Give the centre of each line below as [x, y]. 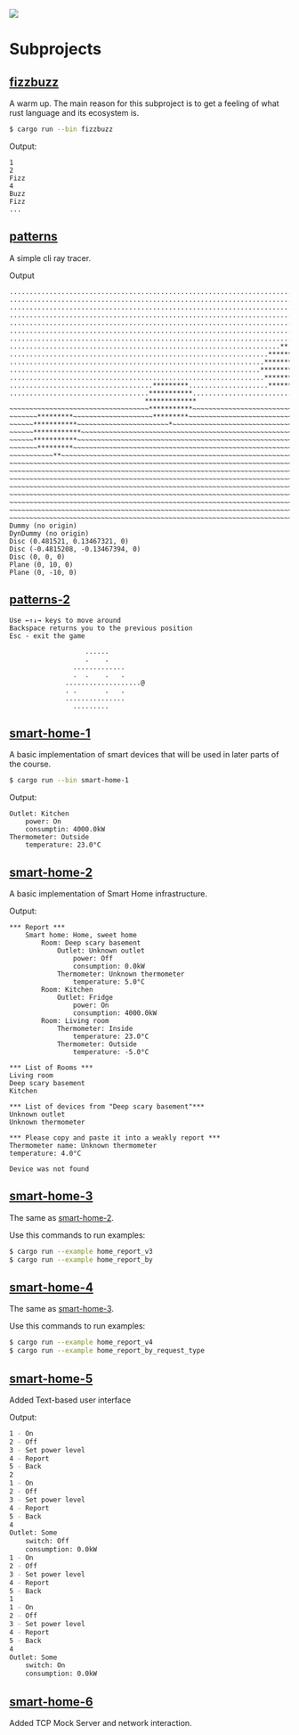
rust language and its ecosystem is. [74, 113]
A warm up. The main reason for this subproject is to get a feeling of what [144, 103]
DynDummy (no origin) [49, 533]
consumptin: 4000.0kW [65, 830]
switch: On [45, 1665]
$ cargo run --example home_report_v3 [81, 1251]
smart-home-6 [51, 1702]
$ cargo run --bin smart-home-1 [69, 781]
